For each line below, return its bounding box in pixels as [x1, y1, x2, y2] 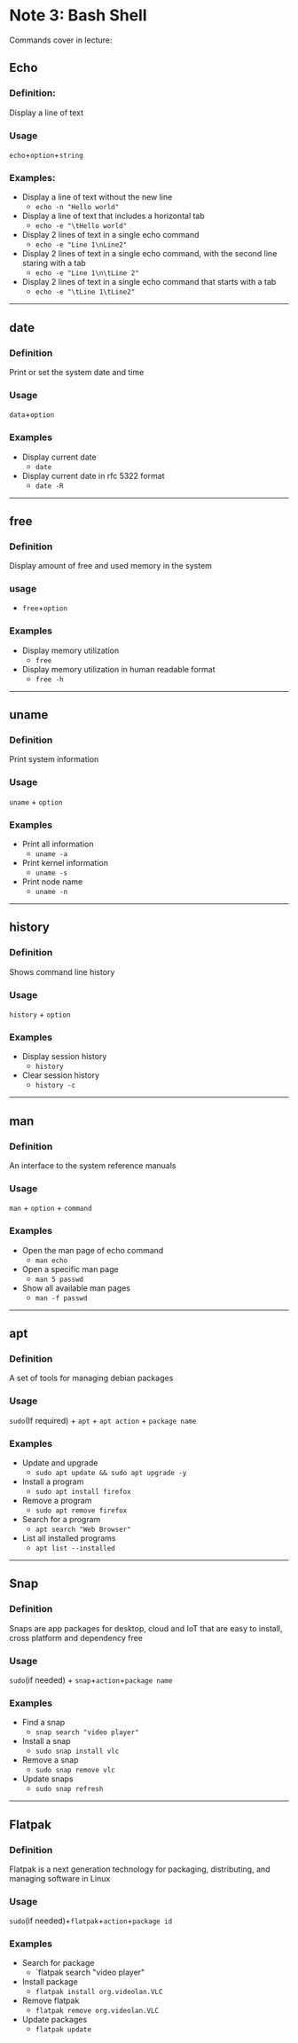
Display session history [21, 1051, 107, 1062]
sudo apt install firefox [35, 1487, 131, 1496]
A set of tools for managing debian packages [9, 1372, 174, 1384]
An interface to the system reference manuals [9, 1160, 176, 1171]
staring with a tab [21, 258, 86, 269]
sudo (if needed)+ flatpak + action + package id [9, 1915, 173, 1926]
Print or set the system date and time [9, 366, 145, 377]
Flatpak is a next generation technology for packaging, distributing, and [9, 1864, 271, 1874]
